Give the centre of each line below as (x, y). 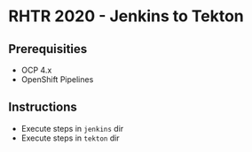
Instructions (43, 107)
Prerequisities (48, 49)
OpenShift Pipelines (57, 80)
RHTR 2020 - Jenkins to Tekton (126, 16)
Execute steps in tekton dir (71, 138)
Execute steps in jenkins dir (72, 128)
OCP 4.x (36, 70)
